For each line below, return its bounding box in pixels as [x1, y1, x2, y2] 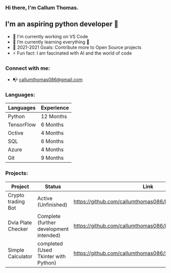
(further [37, 219, 56, 226]
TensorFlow [8, 121, 36, 129]
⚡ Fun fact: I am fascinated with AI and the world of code [12, 50, 132, 56]
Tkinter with [37, 253, 66, 260]
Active [37, 194, 52, 202]
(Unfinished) [37, 201, 68, 208]
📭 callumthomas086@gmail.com [12, 77, 83, 83]
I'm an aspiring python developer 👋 [5, 20, 119, 29]
